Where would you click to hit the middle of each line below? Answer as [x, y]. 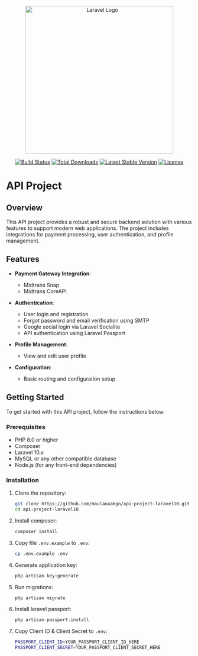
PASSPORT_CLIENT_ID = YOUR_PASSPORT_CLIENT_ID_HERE [77, 642]
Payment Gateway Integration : [53, 273]
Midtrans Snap [41, 285]
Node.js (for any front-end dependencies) [66, 465]
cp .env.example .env [41, 553]
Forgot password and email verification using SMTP [86, 320]
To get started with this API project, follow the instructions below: [86, 411]
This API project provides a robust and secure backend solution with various [99, 222]
